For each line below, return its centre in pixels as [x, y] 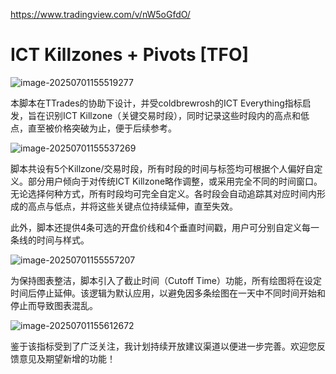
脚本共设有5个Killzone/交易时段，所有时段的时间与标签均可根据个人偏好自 [162, 168]
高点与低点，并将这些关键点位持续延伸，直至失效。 [132, 206]
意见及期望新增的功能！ [67, 358]
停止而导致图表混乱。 [54, 305]
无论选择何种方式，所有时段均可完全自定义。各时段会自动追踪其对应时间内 [163, 193]
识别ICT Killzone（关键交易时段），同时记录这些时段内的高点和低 [177, 115]
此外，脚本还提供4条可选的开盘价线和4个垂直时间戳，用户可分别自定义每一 [165, 227]
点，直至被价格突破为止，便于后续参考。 [93, 128]
